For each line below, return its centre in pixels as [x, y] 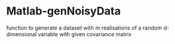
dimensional [22, 34]
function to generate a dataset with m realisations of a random [84, 28]
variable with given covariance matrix [85, 34]
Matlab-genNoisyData [63, 11]
